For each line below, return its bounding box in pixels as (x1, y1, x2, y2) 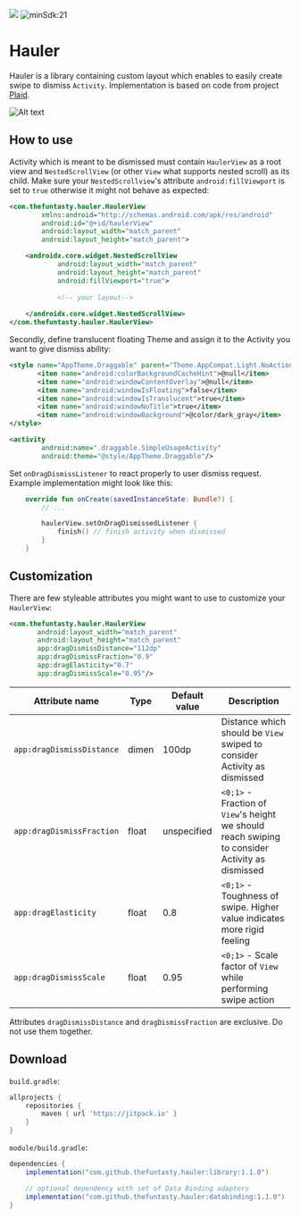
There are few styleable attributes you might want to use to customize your (9, 592, 286, 603)
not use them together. (9, 1026, 94, 1037)
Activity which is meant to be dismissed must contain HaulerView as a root (9, 156, 281, 167)
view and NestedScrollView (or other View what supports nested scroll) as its (9, 165, 290, 176)
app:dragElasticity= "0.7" (37, 661, 134, 670)
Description (228, 694, 279, 707)
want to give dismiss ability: (9, 344, 112, 354)
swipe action (221, 993, 275, 1005)
